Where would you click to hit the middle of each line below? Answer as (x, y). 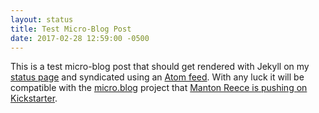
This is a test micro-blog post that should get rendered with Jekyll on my (160, 67)
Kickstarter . (34, 98)
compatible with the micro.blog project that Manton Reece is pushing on (159, 88)
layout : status (42, 19)
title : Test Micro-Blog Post (71, 29)
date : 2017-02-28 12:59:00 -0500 (80, 38)
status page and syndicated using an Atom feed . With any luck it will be (157, 77)
